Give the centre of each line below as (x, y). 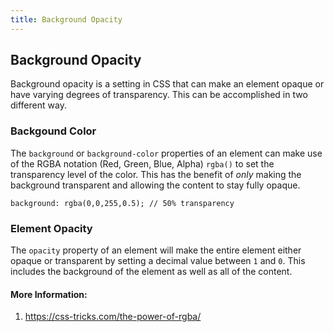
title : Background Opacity (66, 19)
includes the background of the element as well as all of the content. (151, 272)
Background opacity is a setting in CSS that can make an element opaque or (167, 84)
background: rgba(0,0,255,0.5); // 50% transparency (122, 203)
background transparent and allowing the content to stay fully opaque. (155, 185)
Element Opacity (51, 228)
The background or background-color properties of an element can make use (166, 153)
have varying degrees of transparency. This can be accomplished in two (159, 95)
